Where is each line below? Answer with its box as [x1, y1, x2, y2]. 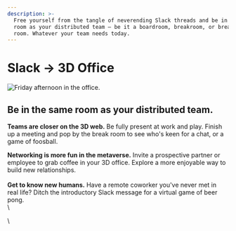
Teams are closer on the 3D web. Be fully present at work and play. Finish [7, 122, 223, 131]
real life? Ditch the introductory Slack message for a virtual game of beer [7, 188, 218, 197]
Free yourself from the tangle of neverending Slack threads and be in [13, 17, 228, 24]
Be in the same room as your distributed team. [7, 103, 214, 116]
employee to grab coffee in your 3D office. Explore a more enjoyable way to [7, 159, 226, 166]
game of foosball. [7, 138, 58, 145]
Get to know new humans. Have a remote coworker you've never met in [7, 180, 217, 189]
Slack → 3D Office [7, 60, 114, 76]
